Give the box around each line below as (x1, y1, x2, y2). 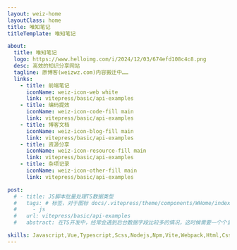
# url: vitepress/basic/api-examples (13, 213, 131, 220)
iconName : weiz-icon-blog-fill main (25, 127, 134, 135)
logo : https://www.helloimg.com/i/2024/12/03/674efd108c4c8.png (13, 56, 207, 63)
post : (7, 186, 23, 194)
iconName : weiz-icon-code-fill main (25, 108, 134, 115)
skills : (7, 232, 30, 239)
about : (7, 43, 27, 50)
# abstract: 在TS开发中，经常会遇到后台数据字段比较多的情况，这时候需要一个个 (13, 219, 227, 226)
